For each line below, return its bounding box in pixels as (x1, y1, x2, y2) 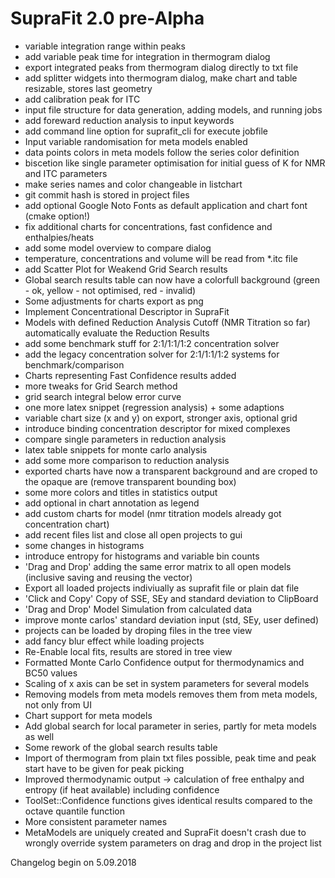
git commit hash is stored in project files (24, 188, 190, 201)
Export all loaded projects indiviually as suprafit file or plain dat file (24, 582, 300, 594)
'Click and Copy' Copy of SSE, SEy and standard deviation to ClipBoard (24, 592, 319, 604)
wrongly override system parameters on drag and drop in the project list (24, 837, 322, 849)
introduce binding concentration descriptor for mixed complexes (24, 422, 291, 434)
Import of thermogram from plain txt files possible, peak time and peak (24, 752, 317, 764)
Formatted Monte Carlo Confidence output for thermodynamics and (24, 656, 305, 668)
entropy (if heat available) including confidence (24, 783, 220, 796)
